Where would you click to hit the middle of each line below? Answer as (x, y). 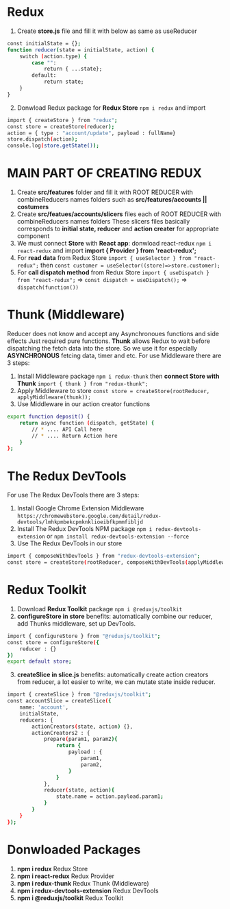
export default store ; (39, 662)
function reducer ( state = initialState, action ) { (81, 50)
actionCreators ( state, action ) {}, (82, 727)
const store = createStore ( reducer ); (61, 127)
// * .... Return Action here (75, 436)
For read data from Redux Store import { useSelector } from (104, 258)
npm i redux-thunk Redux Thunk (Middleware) (83, 883)
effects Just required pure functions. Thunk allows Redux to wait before (109, 341)
